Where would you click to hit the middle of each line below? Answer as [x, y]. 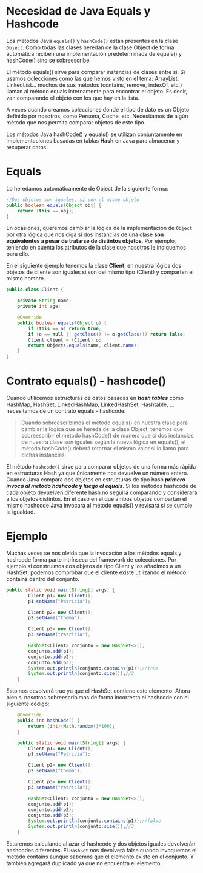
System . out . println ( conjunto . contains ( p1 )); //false [95, 821]
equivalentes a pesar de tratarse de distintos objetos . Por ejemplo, [91, 241]
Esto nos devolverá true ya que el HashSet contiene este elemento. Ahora [98, 691]
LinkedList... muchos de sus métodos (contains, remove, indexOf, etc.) [94, 85]
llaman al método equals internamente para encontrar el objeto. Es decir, [97, 91]
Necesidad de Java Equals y [78, 11]
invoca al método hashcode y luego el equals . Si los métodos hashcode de [101, 486]
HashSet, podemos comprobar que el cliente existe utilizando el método [96, 572]
